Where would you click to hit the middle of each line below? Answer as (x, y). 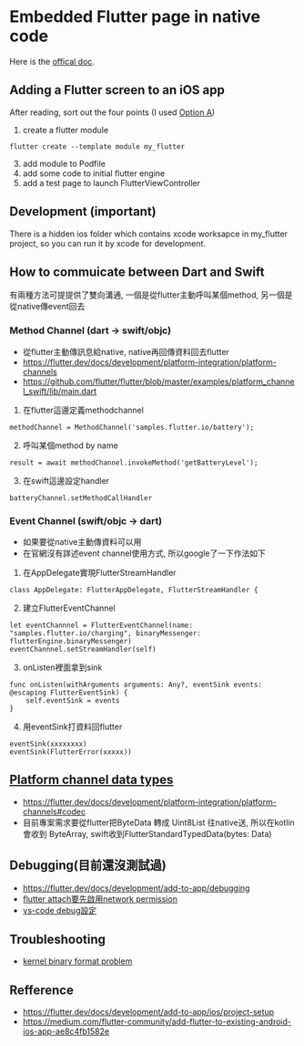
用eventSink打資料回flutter (72, 727)
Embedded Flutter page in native (135, 17)
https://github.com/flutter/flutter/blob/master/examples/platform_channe (158, 382)
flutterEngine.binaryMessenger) (71, 641)
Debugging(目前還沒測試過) (88, 866)
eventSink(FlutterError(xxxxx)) (71, 752)
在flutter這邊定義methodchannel (83, 410)
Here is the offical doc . (52, 61)
